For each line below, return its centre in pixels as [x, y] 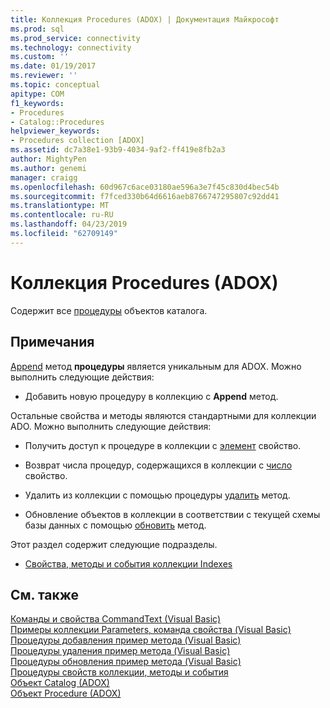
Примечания [52, 342]
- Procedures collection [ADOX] [77, 141]
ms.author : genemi [48, 168]
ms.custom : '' [40, 57]
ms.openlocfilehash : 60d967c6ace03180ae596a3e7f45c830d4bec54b [145, 187]
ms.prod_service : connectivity [75, 38]
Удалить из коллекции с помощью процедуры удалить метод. [157, 495]
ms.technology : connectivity [71, 47]
